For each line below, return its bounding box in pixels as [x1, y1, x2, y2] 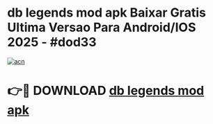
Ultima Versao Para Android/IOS [7, 19, 196, 35]
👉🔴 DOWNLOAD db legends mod [7, 83, 205, 98]
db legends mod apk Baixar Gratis [7, 5, 207, 21]
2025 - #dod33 [7, 35, 97, 50]
